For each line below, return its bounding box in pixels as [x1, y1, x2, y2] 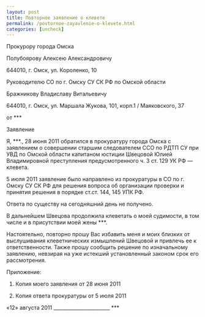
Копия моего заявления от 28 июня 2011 [15, 280, 121, 288]
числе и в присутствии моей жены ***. [6, 218, 108, 226]
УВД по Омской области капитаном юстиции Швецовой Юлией [6, 151, 173, 158]
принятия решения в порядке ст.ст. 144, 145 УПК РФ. [6, 188, 144, 196]
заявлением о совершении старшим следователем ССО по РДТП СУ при [6, 144, 199, 152]
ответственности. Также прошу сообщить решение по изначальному [6, 244, 188, 251]
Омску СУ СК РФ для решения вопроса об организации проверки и [6, 182, 184, 190]
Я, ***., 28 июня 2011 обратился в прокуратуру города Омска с [6, 138, 171, 145]
